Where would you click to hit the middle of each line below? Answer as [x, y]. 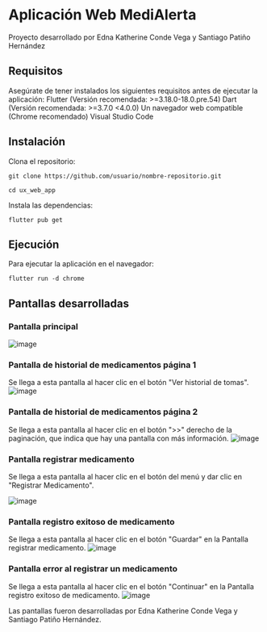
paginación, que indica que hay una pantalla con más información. [119, 438]
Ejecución [34, 244]
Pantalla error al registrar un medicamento [93, 569]
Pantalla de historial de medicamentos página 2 [103, 412]
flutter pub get [35, 220]
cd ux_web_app [32, 190]
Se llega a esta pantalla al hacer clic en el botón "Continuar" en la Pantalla [131, 586]
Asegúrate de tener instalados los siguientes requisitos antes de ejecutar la [133, 90]
